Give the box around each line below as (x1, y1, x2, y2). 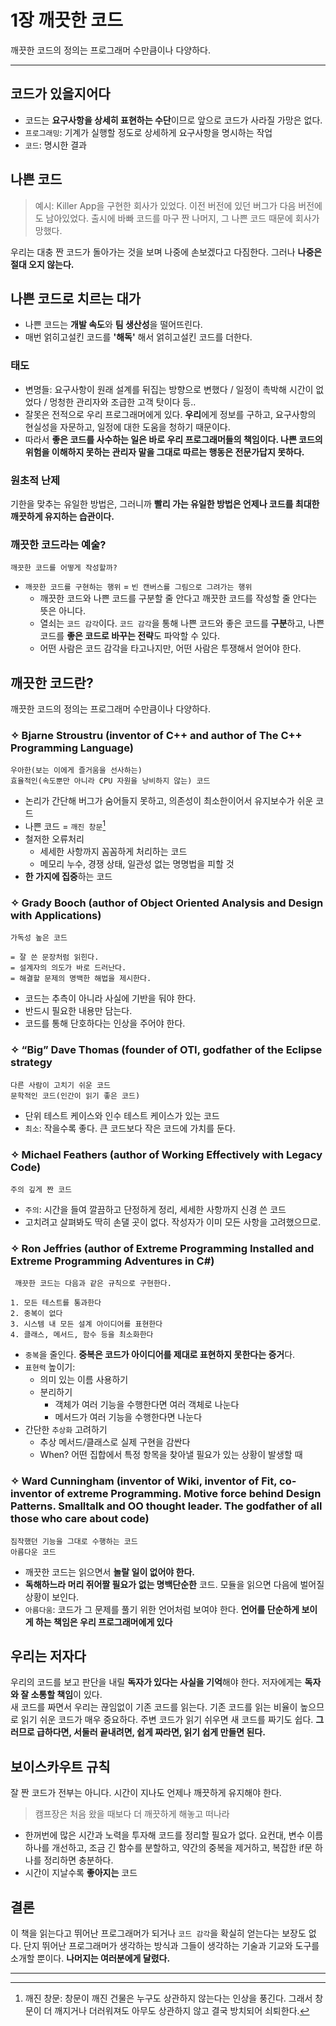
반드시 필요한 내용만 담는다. (24, 1005, 133, 1017)
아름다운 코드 (10, 1547, 57, 1557)
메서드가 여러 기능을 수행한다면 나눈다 (54, 1411, 203, 1423)
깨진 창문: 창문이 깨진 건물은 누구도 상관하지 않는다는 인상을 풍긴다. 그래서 (24, 1992, 313, 2004)
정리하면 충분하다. (43, 1854, 114, 1866)
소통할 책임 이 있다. (30, 1689, 103, 1701)
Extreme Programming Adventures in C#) (10, 1254, 215, 1268)
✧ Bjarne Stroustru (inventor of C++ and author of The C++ (10, 729, 303, 742)
